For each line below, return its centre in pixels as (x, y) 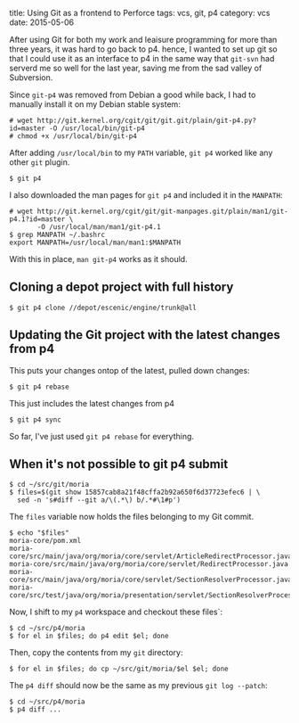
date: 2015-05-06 (41, 22)
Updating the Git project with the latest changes (145, 335)
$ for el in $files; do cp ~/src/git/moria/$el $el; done (119, 669)
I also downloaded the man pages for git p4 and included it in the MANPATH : (146, 195)
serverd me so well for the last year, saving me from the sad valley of (136, 68)
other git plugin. (40, 162)
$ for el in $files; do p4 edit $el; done (89, 637)
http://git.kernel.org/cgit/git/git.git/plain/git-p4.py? (146, 120)
